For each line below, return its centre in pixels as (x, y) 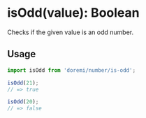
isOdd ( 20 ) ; (23, 102)
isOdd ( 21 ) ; (23, 83)
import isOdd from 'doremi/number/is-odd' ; (72, 70)
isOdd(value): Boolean (73, 13)
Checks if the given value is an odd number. (71, 32)
